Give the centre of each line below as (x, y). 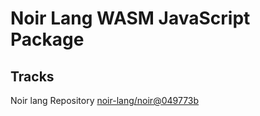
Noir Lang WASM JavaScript (130, 18)
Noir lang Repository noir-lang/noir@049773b (105, 100)
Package (47, 39)
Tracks (32, 76)
